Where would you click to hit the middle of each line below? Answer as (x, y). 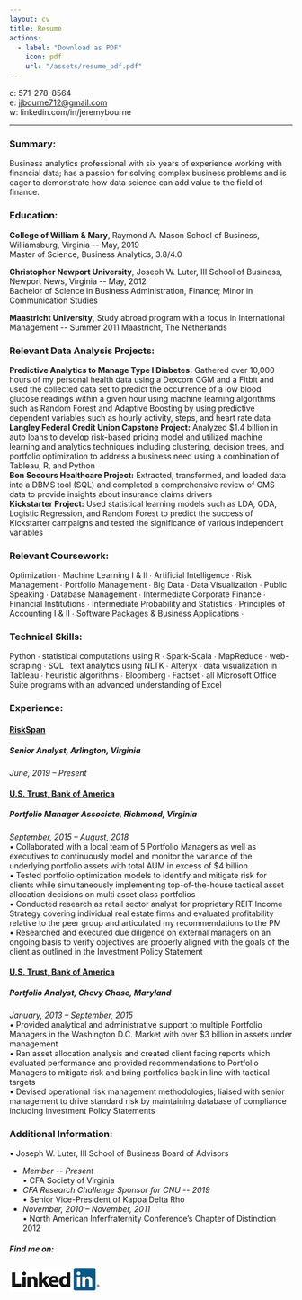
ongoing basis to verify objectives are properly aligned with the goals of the (149, 942)
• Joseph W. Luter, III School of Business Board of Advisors (119, 1153)
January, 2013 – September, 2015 (71, 1015)
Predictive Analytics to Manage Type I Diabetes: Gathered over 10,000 (142, 370)
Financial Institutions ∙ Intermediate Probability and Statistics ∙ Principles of (147, 604)
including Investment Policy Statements (82, 1111)
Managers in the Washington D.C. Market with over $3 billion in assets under (151, 1035)
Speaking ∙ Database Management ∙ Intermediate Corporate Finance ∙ (138, 594)
